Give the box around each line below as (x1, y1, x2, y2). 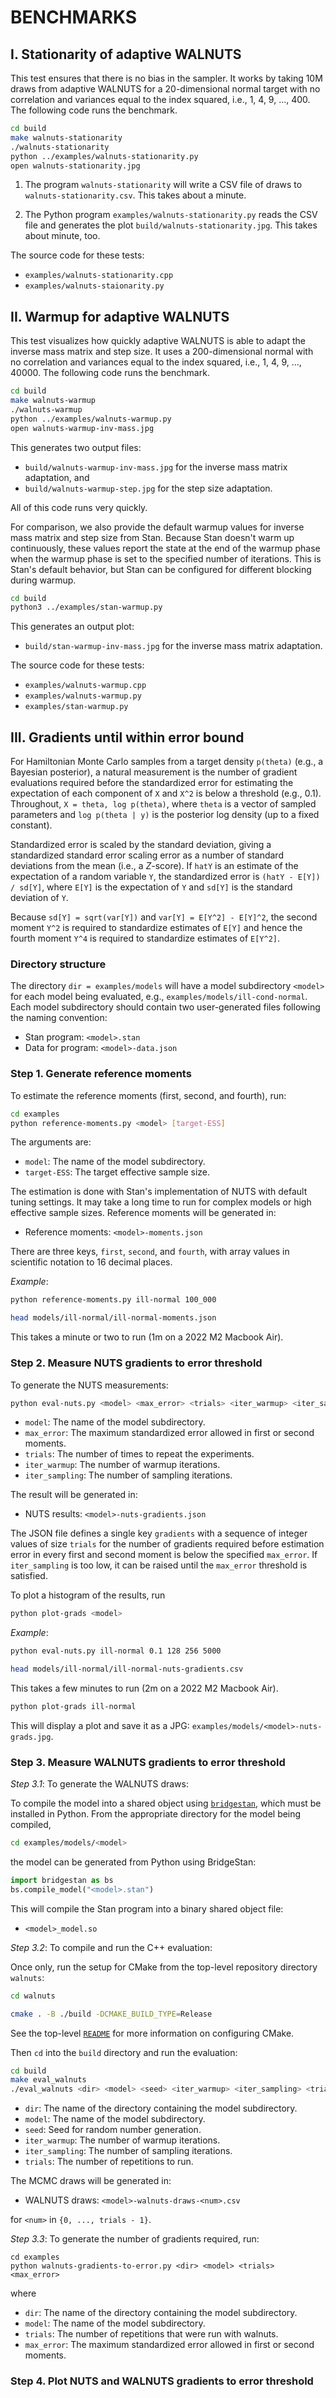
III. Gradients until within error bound (10, 729, 245, 746)
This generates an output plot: (10, 621, 135, 633)
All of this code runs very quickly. (10, 501, 148, 513)
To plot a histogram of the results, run (10, 1589, 166, 1601)
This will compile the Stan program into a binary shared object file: (10, 1902, 284, 1915)
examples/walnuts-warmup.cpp (24, 681, 147, 691)
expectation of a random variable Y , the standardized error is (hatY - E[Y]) (10, 871, 321, 883)
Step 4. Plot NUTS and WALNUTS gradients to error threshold (10, 2374, 314, 2388)
